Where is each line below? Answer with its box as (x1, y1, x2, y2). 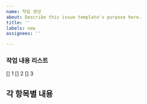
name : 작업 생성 (6, 8, 41, 15)
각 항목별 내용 (6, 89, 53, 99)
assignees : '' (6, 31, 41, 37)
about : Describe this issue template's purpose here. (6, 14, 142, 20)
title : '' (6, 19, 31, 25)
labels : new (6, 25, 36, 31)
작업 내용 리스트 (6, 57, 49, 65)
